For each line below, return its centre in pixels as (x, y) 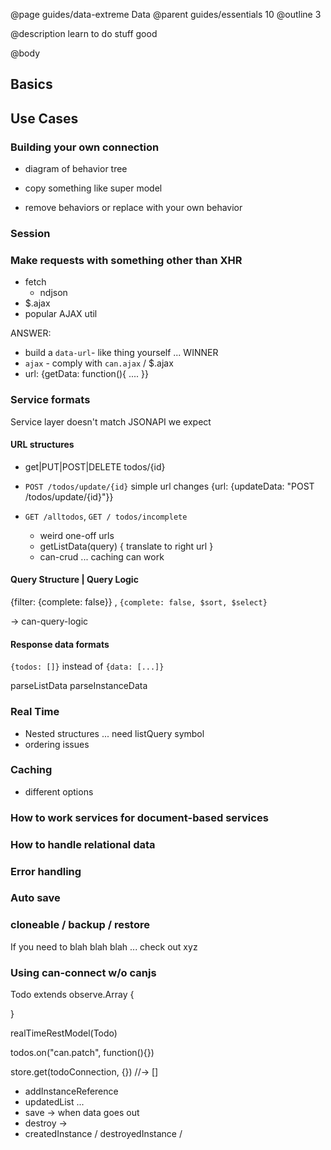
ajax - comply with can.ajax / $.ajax (99, 363)
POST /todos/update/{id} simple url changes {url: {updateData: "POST (169, 486)
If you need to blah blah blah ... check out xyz (104, 946)
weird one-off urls (77, 535)
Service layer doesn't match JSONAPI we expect (111, 421)
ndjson (53, 293)
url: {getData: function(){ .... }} (86, 374)
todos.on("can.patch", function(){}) (82, 1053)
